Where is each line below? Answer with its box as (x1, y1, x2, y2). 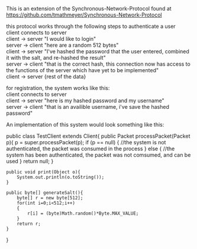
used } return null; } (6, 158, 54, 164)
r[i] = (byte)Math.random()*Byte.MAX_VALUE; (27, 211, 139, 216)
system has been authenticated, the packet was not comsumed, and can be (6, 151, 191, 159)
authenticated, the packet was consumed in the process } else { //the (6, 145, 175, 152)
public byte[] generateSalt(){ (6, 190, 83, 196)
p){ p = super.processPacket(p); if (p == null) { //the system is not (6, 139, 166, 145)
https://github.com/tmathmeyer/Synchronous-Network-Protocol (6, 11, 162, 18)
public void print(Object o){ (6, 169, 81, 175)
